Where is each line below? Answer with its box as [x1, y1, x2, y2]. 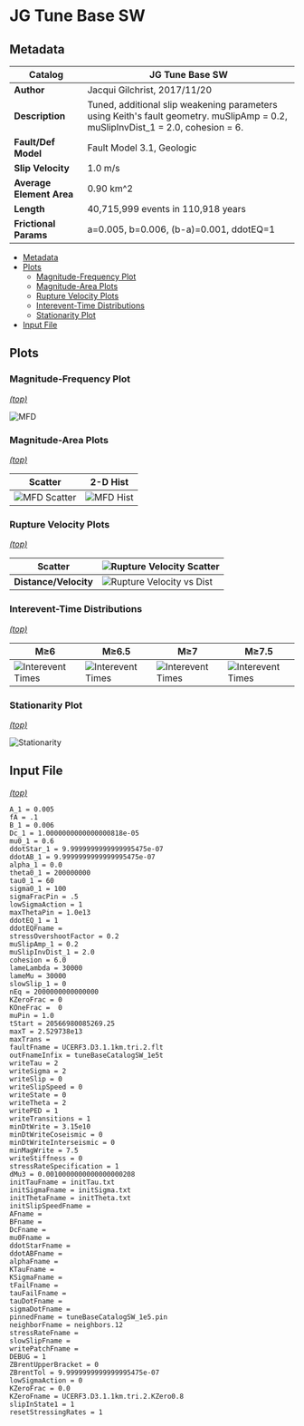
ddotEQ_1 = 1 [9, 916, 59, 925]
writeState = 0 [9, 1090, 67, 1100]
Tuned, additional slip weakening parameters [87, 99, 278, 111]
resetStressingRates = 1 [9, 1407, 103, 1417]
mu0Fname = [9, 1233, 51, 1242]
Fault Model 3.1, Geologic [87, 141, 197, 154]
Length [14, 203, 45, 215]
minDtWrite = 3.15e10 [9, 1121, 91, 1131]
